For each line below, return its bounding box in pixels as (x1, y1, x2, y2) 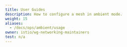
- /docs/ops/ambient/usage (9, 25, 65, 30)
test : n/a (5, 35, 26, 40)
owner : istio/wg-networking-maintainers (5, 30, 90, 35)
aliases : (5, 21, 23, 26)
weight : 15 (5, 16, 28, 21)
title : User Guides (5, 7, 45, 12)
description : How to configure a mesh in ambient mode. (5, 12, 123, 17)
